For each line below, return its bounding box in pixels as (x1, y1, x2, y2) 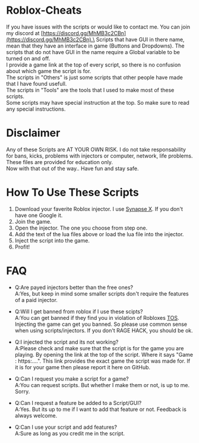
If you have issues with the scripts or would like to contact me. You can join (6, 23, 190, 30)
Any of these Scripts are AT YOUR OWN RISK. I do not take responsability (6, 146, 186, 153)
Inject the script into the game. (14, 237, 90, 244)
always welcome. (14, 411, 58, 419)
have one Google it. (14, 212, 63, 219)
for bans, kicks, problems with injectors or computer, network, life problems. (6, 152, 193, 159)
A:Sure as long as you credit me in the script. (14, 429, 125, 437)
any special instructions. (6, 105, 66, 112)
